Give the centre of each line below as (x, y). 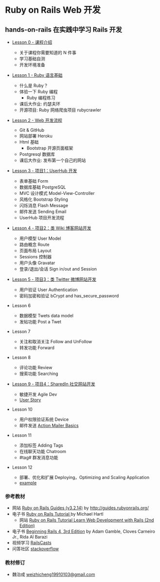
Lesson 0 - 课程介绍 (32, 42)
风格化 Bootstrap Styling (44, 199)
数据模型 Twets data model (46, 316)
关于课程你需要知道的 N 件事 (48, 52)
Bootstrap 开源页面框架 (50, 148)
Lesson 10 (22, 409)
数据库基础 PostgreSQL (43, 187)
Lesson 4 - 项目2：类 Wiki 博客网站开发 (52, 228)
